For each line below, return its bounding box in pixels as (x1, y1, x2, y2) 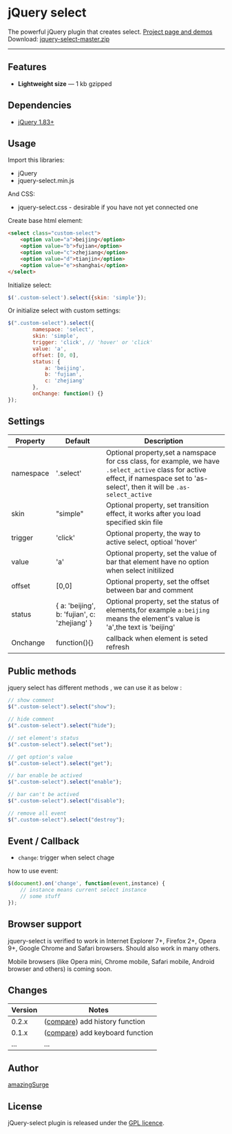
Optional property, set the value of (106, 548, 218, 558)
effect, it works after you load (106, 509, 201, 518)
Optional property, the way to (106, 528, 201, 538)
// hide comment (8, 716, 54, 723)
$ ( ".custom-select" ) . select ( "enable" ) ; (8, 779, 123, 786)
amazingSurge (8, 1080, 50, 1089)
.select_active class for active (106, 464, 207, 474)
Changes (8, 985, 48, 996)
